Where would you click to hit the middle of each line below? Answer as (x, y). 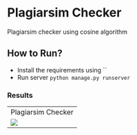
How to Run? (35, 53)
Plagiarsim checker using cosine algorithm (67, 32)
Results (20, 95)
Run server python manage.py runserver (74, 77)
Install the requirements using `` (62, 70)
